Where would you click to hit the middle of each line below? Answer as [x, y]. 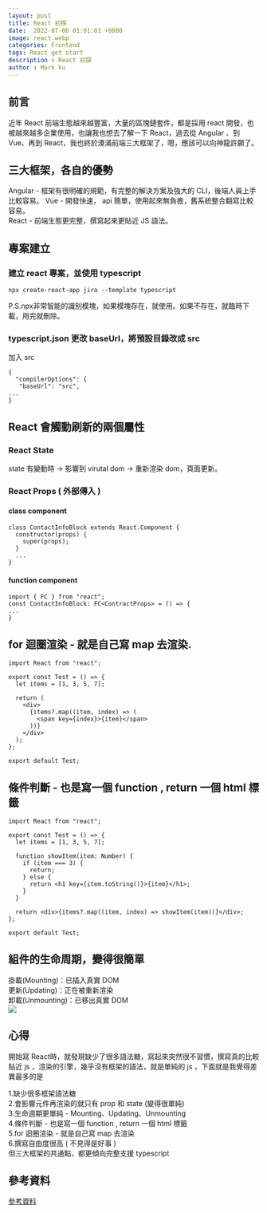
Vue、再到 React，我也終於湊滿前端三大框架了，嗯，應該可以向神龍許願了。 [133, 142]
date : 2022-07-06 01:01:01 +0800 [66, 30]
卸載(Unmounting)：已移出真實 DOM [69, 1000]
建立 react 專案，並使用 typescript [75, 273]
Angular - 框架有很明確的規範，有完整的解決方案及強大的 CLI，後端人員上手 [132, 191]
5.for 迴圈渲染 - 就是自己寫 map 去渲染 [72, 1133]
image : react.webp [39, 38]
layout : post [30, 16]
